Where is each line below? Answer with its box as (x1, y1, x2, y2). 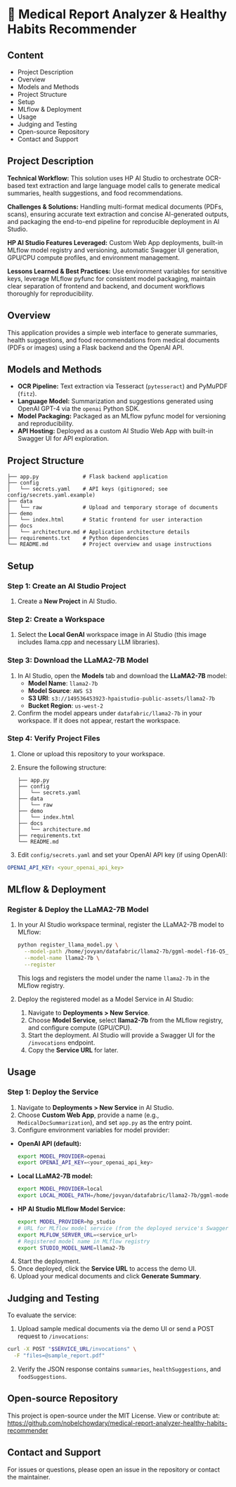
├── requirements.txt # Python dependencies (7, 535, 150, 542)
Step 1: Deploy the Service (7, 1088, 99, 1097)
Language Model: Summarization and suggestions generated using (17, 397, 214, 406)
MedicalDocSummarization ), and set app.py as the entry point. (17, 1118, 192, 1126)
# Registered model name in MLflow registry (17, 1238, 150, 1245)
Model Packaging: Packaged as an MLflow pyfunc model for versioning (17, 412, 226, 421)
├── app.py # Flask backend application (7, 473, 169, 480)
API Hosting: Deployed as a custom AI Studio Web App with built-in (17, 427, 214, 435)
